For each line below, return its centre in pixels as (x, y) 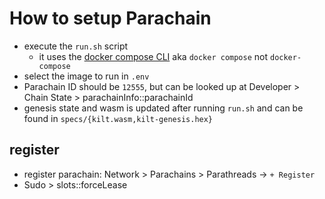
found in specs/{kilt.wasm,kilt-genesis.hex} (118, 118)
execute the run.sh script (76, 46)
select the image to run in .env (86, 76)
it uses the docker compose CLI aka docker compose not (153, 56)
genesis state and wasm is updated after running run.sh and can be (163, 108)
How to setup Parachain (110, 18)
